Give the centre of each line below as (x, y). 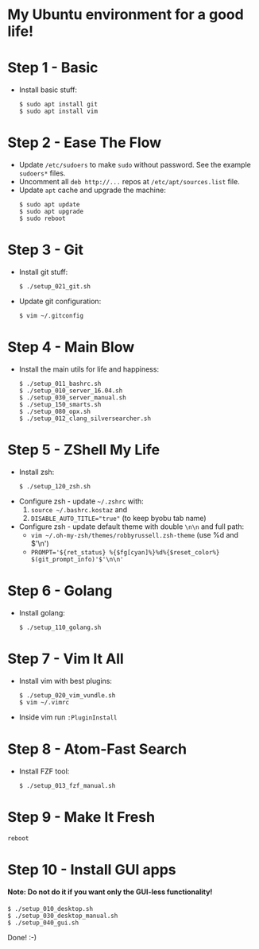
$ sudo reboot (42, 219)
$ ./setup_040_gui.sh (43, 923)
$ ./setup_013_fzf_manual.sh (67, 785)
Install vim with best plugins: (66, 681)
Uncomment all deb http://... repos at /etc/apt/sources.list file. (129, 182)
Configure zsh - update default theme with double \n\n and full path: (131, 527)
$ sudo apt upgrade (51, 212)
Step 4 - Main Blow (71, 347)
